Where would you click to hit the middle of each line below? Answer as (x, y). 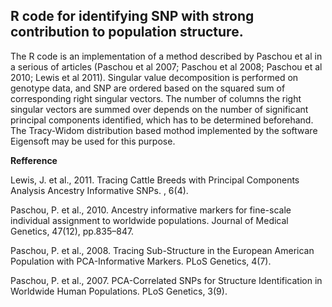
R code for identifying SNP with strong (132, 16)
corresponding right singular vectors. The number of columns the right (156, 98)
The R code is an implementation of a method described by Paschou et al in (166, 56)
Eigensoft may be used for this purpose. (93, 141)
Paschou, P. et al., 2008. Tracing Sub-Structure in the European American (162, 250)
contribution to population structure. (127, 32)
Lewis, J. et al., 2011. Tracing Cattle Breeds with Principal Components (155, 180)
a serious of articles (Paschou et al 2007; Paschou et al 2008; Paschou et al (166, 66)
